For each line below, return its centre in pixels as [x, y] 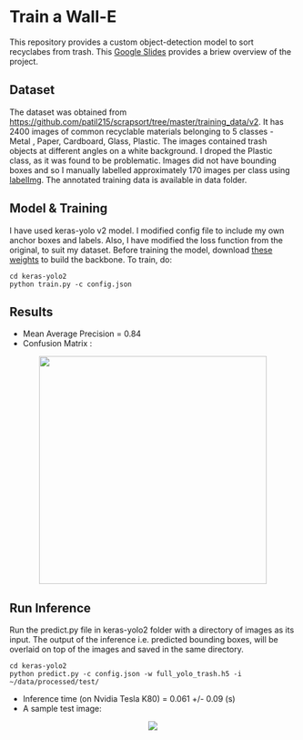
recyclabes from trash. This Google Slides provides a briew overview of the [151, 51]
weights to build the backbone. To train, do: [91, 259]
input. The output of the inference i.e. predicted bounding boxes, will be [144, 640]
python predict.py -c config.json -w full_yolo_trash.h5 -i [126, 674]
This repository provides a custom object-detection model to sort [132, 42]
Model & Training [59, 208]
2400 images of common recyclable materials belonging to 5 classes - [142, 131]
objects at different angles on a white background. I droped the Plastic [141, 150]
